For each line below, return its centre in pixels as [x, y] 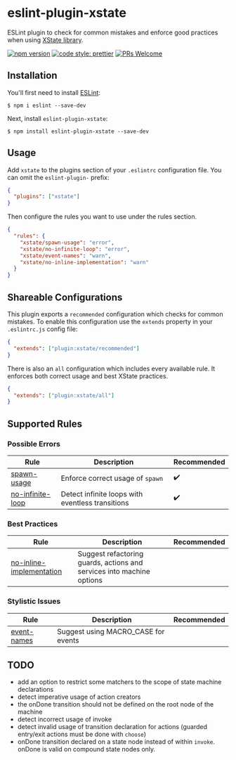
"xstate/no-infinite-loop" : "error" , [75, 249]
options [90, 580]
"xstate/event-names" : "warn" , [66, 256]
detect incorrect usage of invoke [65, 719]
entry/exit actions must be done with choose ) [81, 734]
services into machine [114, 572]
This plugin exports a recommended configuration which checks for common [115, 314]
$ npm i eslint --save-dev [47, 105]
